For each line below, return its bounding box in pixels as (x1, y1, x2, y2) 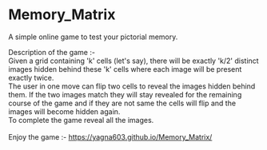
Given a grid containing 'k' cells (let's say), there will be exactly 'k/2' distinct (8, 56, 259, 65)
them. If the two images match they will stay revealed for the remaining (8, 89, 242, 99)
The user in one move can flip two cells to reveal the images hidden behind (8, 81, 256, 91)
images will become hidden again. (8, 106, 121, 116)
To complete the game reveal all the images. (8, 115, 154, 124)
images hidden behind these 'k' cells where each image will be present (8, 64, 242, 73)
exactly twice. (8, 73, 54, 82)
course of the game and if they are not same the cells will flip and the (8, 98, 237, 108)
